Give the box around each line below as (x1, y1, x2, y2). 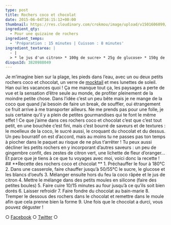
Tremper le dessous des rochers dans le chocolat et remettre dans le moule (5, 193, 164, 199)
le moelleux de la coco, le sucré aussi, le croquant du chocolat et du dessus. (5, 128, 166, 134)
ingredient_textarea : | (5, 46, 56, 51)
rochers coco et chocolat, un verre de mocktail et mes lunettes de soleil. (5, 79, 157, 85)
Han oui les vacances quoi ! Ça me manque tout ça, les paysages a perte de (5, 85, 165, 91)
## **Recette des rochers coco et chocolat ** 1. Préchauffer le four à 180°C (5, 161, 165, 167)
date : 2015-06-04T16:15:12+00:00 (5, 17, 76, 22)
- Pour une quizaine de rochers (10, 31, 79, 36)
